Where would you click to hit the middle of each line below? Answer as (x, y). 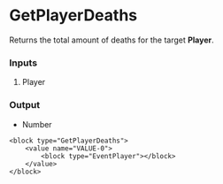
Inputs (23, 63)
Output (25, 105)
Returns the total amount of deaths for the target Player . (111, 40)
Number (37, 124)
